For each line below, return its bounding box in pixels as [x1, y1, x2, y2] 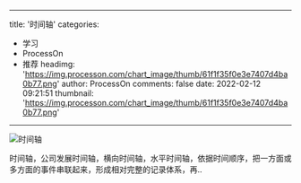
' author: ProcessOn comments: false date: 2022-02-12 [56, 78, 262, 89]
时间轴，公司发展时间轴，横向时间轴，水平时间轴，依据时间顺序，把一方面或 [9, 153, 292, 163]
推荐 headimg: [21, 59, 76, 69]
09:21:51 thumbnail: [21, 88, 94, 99]
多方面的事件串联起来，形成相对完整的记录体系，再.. [9, 164, 203, 175]
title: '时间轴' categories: [9, 19, 100, 30]
